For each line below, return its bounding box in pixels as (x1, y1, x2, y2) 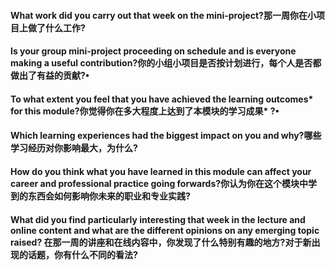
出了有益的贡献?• (18, 70, 90, 82)
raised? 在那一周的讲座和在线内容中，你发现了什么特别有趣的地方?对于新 (10, 236, 312, 248)
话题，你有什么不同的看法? (27, 248, 138, 260)
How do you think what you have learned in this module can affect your (10, 165, 312, 177)
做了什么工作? (27, 21, 86, 34)
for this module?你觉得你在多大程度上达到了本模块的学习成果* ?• (10, 105, 280, 117)
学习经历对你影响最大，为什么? (10, 142, 138, 154)
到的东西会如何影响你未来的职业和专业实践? (10, 190, 191, 202)
